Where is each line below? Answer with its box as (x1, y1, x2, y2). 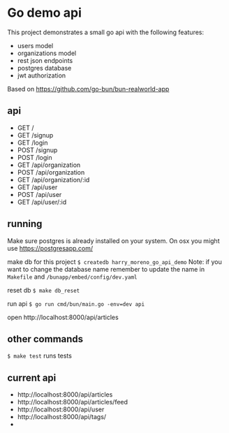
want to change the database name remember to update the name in (7, 265, 205, 273)
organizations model (17, 49, 77, 57)
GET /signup (17, 131, 54, 139)
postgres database (17, 64, 72, 72)
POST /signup (17, 145, 58, 154)
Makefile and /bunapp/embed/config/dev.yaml (7, 272, 138, 281)
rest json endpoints (17, 56, 73, 64)
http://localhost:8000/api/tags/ (17, 413, 107, 421)
